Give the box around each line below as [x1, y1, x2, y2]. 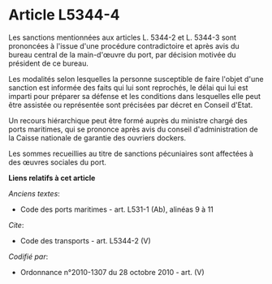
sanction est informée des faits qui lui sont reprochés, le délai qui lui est [8, 83, 248, 93]
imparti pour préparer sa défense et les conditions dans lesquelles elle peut [8, 91, 261, 101]
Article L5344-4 [8, 6, 120, 24]
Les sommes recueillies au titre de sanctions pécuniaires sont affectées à [8, 148, 254, 158]
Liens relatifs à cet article [8, 173, 96, 183]
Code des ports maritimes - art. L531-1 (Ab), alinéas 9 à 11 [19, 204, 214, 214]
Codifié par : [8, 252, 49, 261]
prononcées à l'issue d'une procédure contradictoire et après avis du [8, 41, 240, 50]
